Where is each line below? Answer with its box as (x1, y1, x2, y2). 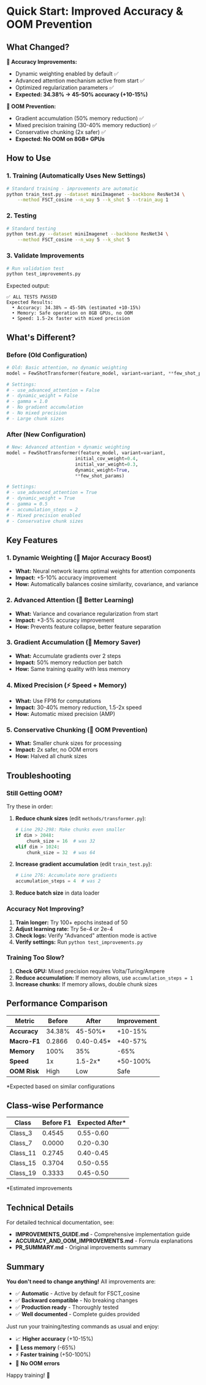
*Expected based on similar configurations (6, 1083, 115, 1090)
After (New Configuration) (6, 430, 86, 439)
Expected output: (6, 282, 50, 289)
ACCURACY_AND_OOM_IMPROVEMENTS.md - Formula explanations (15, 1237, 193, 1245)
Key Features (6, 535, 58, 545)
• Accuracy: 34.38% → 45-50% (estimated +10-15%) (12, 305, 141, 311)
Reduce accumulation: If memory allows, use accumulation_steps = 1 (15, 974, 193, 981)
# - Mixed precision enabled (6, 512, 81, 519)
